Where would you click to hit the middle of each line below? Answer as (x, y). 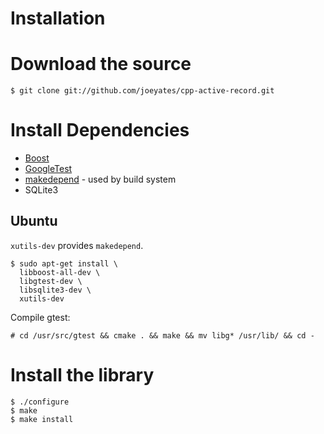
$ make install (42, 419)
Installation (58, 18)
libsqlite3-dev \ (55, 290)
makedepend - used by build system (100, 179)
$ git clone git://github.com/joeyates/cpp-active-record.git (142, 91)
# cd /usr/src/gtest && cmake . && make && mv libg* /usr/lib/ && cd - (162, 335)
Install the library (82, 375)
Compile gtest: (40, 317)
